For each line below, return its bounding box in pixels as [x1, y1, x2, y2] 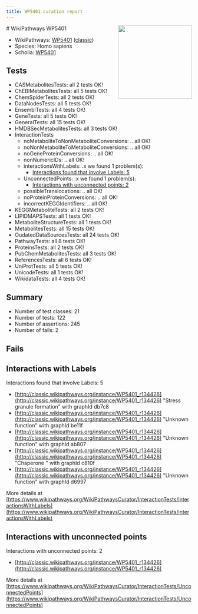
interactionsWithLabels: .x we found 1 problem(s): [23, 162, 144, 170]
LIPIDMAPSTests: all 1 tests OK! [14, 213, 91, 220]
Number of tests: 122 [14, 314, 66, 321]
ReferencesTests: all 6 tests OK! [14, 257, 93, 264]
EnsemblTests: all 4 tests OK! [14, 107, 86, 114]
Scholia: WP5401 [14, 48, 56, 56]
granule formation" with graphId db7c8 [14, 403, 109, 410]
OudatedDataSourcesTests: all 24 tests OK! [14, 231, 120, 238]
